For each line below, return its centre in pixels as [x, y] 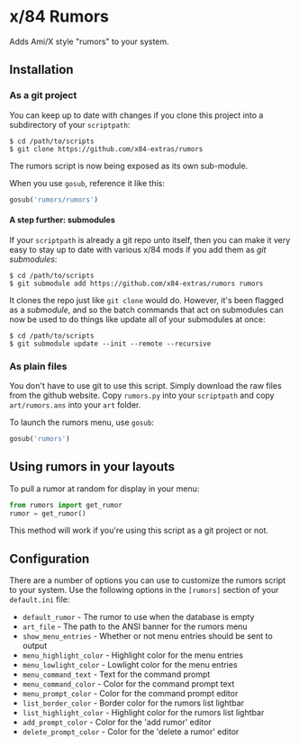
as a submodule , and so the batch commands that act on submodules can [146, 310]
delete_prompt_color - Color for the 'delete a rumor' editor [131, 732]
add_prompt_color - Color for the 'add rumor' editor [117, 723]
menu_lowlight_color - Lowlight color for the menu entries [130, 665]
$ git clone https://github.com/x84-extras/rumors [106, 149]
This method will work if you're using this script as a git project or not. [139, 530]
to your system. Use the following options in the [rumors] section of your [144, 590]
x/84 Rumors [59, 17]
